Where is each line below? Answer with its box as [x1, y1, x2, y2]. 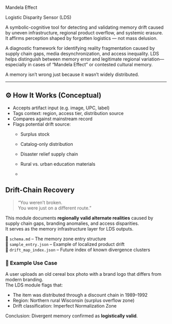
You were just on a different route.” [17, 205, 92, 211]
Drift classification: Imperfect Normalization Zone [12, 302, 117, 309]
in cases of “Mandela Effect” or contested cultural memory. [28, 62, 153, 67]
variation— [141, 56, 164, 62]
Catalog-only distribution [20, 141, 73, 147]
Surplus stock [20, 131, 50, 137]
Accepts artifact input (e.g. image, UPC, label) [12, 105, 110, 111]
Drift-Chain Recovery [5, 186, 75, 195]
